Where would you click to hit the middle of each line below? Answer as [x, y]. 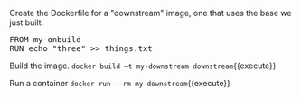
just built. [27, 22]
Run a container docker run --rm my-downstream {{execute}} [120, 83]
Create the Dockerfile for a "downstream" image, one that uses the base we [150, 13]
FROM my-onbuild [45, 40]
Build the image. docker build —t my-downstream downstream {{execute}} [143, 66]
